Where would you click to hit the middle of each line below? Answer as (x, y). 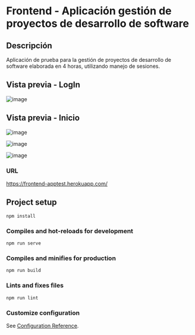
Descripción (29, 46)
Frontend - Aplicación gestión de (89, 11)
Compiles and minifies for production (61, 258)
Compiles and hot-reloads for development (70, 231)
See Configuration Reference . (43, 325)
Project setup (32, 203)
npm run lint (22, 298)
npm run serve (24, 243)
